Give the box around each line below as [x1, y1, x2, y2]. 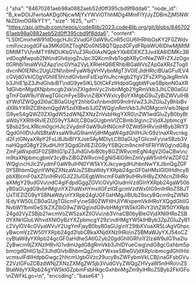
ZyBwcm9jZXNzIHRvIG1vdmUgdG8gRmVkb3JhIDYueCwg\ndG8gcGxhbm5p [6, 241, 190, 248]
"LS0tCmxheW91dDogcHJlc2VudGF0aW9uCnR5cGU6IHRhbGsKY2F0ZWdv [6, 36, 188, 43]
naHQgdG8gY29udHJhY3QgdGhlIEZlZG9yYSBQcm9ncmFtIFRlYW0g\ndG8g [6, 142, 190, 149]
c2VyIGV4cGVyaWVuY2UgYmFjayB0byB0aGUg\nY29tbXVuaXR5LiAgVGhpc [6, 222, 190, 229]
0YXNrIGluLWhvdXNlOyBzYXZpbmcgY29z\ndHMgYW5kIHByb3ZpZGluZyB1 [6, 217, 190, 223]
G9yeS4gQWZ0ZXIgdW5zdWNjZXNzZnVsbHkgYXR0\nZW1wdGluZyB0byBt [6, 111, 188, 118]
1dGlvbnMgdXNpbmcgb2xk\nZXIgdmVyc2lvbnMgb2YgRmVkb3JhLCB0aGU [6, 86, 188, 92]
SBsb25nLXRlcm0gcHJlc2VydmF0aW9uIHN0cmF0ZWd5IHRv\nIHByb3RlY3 [6, 123, 188, 130]
